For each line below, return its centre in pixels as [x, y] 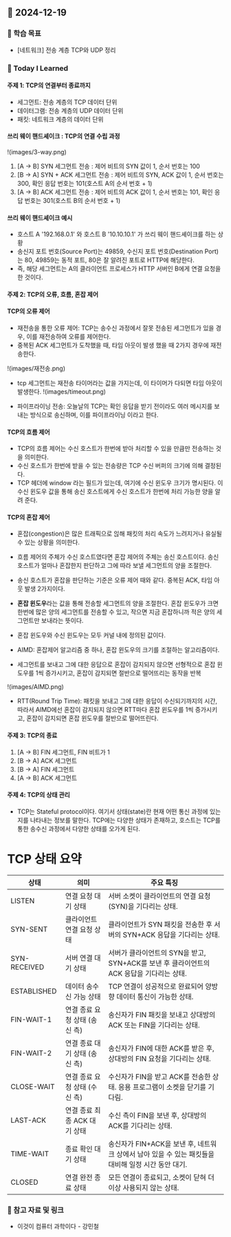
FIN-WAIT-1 [31, 1019]
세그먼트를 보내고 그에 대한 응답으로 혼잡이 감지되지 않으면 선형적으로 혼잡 [116, 664]
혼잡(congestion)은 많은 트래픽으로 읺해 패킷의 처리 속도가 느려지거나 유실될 [119, 533]
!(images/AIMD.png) [35, 687]
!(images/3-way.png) [37, 152]
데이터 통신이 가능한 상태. [155, 997]
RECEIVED [27, 966]
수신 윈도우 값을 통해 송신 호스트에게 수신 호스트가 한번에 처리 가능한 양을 [115, 491]
